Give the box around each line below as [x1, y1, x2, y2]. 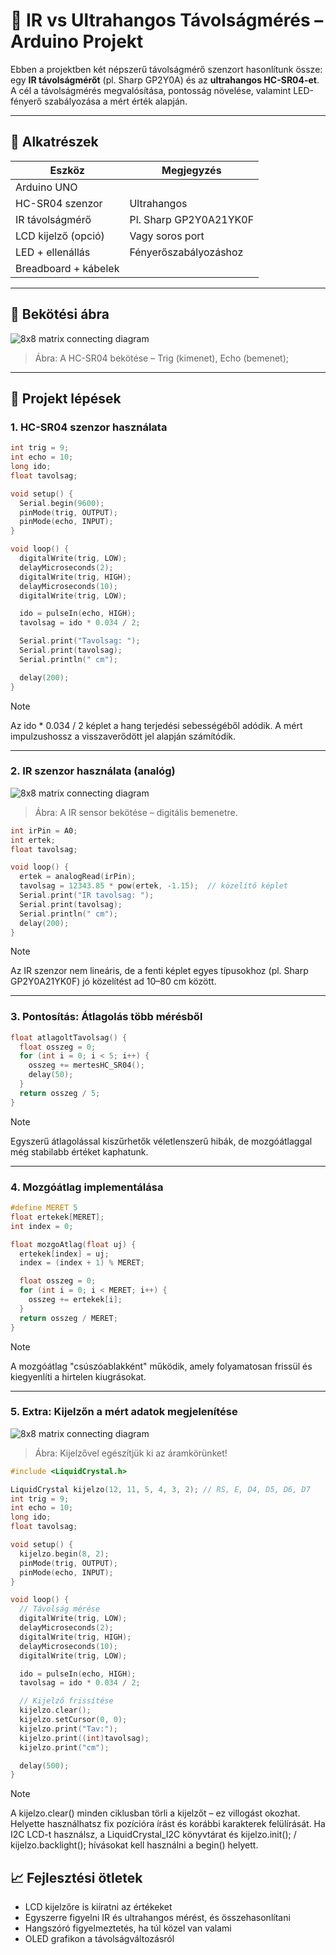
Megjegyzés [161, 163, 222, 177]
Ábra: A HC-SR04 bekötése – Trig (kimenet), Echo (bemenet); [34, 352, 290, 364]
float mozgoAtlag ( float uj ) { [10, 1239, 137, 1249]
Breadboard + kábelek [15, 261, 120, 275]
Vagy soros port [129, 229, 205, 243]
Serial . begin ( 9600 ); [19, 498, 105, 508]
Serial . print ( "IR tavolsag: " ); [19, 890, 155, 901]
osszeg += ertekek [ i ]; [28, 1295, 123, 1305]
